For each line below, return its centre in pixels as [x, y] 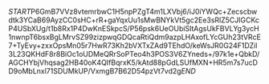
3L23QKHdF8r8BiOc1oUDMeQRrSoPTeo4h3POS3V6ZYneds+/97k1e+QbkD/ [134, 54]
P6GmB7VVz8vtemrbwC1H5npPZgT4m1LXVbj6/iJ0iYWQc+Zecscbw [144, 12]
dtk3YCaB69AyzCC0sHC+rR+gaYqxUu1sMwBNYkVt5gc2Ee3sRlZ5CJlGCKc [134, 20]
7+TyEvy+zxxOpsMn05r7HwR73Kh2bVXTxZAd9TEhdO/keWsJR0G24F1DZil [133, 46]
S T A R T [20, 12]
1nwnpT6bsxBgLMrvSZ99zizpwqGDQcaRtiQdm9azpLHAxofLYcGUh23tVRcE [134, 37]
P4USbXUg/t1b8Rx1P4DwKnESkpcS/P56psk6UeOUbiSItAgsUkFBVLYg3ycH [134, 28]
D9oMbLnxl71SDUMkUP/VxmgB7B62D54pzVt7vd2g [95, 71]
